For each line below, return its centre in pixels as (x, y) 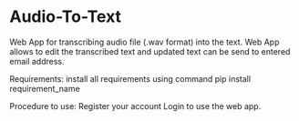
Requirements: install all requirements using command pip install (130, 78)
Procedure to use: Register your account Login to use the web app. (135, 106)
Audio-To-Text (65, 17)
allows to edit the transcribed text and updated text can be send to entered (150, 51)
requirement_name (45, 88)
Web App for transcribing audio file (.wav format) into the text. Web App (144, 42)
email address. (37, 61)
